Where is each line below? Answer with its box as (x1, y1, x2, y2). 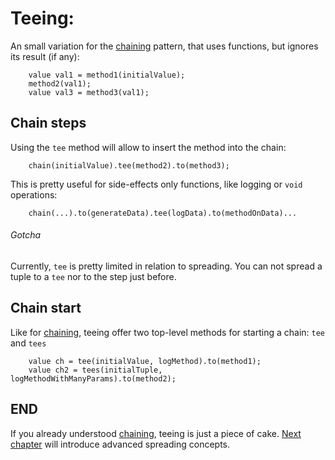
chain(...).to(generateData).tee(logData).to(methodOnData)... (28, 208, 298, 218)
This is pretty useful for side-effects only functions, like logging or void (10, 178, 303, 190)
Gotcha (10, 229, 42, 241)
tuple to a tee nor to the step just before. (10, 270, 177, 282)
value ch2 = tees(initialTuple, (28, 365, 163, 375)
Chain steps (10, 115, 87, 132)
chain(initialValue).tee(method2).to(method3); (28, 160, 230, 171)
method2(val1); (28, 78, 92, 89)
